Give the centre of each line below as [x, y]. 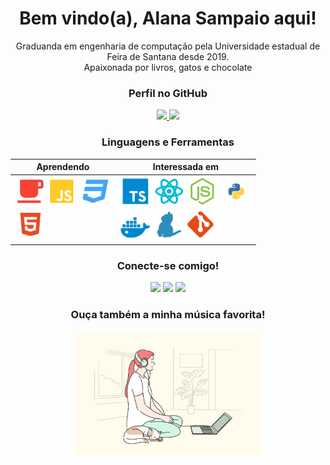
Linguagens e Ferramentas [168, 142]
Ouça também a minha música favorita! [168, 314]
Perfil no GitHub [168, 93]
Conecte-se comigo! [168, 265]
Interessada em [186, 167]
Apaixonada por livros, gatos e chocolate [168, 67]
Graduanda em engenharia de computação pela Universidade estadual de [168, 46]
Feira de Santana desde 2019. [168, 56]
